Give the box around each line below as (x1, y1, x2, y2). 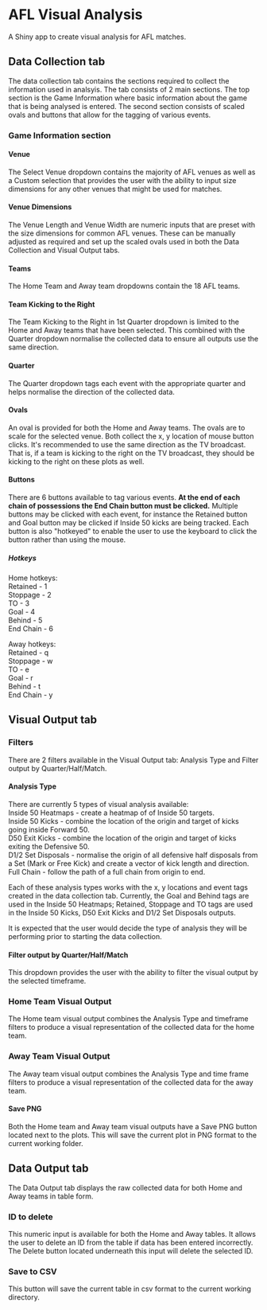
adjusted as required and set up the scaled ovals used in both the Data (8, 237, 240, 247)
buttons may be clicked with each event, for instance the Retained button (8, 509, 248, 519)
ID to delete (8, 1211, 53, 1222)
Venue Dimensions (8, 202, 72, 212)
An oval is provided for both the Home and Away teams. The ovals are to (8, 423, 246, 432)
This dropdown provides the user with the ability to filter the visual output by (8, 968, 258, 977)
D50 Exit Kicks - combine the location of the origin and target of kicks (8, 833, 237, 843)
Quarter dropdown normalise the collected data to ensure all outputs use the (8, 334, 259, 344)
